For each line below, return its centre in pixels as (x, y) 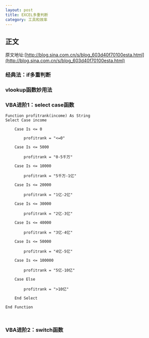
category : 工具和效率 (26, 19)
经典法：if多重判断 (28, 75)
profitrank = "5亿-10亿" (49, 270)
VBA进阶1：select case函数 (40, 104)
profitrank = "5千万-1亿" (50, 176)
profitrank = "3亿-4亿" (48, 233)
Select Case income (26, 120)
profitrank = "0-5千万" (48, 157)
